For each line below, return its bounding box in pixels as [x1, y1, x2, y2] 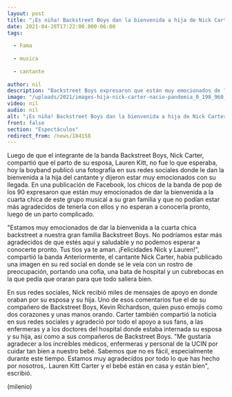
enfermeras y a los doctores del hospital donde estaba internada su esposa [7, 325, 222, 333]
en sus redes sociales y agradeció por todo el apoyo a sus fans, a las [7, 317, 204, 326]
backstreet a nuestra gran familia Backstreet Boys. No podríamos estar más [7, 231, 222, 239]
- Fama [13, 42, 32, 49]
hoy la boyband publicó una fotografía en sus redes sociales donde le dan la [7, 166, 224, 174]
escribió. [7, 369, 32, 378]
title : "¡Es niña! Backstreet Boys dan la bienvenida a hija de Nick [7, 17, 212, 24]
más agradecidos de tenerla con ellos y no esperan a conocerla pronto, [7, 203, 211, 211]
